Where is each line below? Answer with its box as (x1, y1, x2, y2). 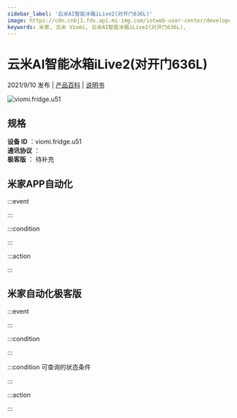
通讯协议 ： (7, 146, 40, 155)
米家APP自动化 (7, 178, 73, 190)
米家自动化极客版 (7, 288, 82, 300)
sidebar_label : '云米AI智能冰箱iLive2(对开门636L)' (7, 10, 153, 18)
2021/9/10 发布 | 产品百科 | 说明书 (7, 81, 104, 89)
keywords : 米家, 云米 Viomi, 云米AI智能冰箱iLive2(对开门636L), (7, 23, 187, 30)
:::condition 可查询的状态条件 (7, 362, 92, 371)
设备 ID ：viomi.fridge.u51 (7, 137, 83, 146)
